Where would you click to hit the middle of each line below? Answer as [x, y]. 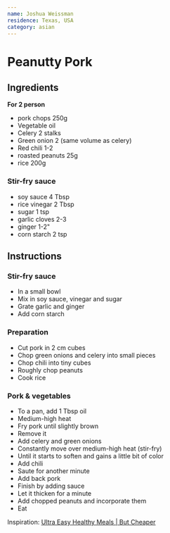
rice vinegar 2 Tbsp [46, 204]
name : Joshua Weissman [40, 14]
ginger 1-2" [34, 227]
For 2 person [26, 105]
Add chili [30, 463]
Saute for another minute [53, 471]
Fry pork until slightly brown [58, 426]
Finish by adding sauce [51, 486]
